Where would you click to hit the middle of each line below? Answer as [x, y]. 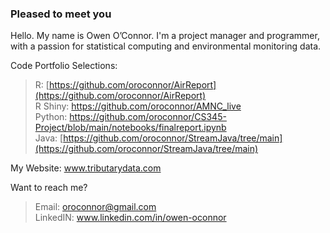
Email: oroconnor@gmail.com [95, 207]
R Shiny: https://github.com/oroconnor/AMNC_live [138, 106]
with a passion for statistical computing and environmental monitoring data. [166, 46]
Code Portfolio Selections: [64, 66]
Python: [51, 117]
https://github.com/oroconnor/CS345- [148, 117]
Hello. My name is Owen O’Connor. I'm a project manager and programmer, [165, 36]
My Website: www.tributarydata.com [86, 168]
